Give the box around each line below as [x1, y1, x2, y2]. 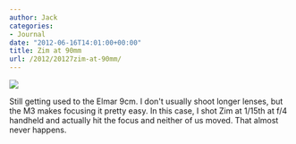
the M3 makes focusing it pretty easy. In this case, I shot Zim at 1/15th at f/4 [9, 106, 288, 116]
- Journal [9, 30, 47, 38]
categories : [9, 21, 54, 30]
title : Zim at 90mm [9, 47, 82, 55]
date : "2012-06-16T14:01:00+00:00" [9, 38, 142, 47]
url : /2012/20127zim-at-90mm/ [9, 55, 123, 64]
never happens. [9, 124, 67, 135]
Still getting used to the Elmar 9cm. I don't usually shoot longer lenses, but [9, 96, 283, 106]
